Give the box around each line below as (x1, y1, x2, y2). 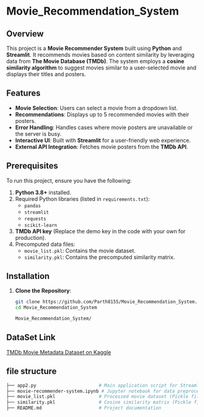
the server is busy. (15, 130, 62, 138)
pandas (24, 203, 41, 209)
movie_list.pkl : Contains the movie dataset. (24, 247, 135, 254)
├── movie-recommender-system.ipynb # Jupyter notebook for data (6, 388, 175, 394)
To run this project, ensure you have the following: (6, 177, 132, 184)
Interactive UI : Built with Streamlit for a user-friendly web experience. (15, 136, 191, 144)
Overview (6, 29, 44, 39)
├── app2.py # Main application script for (6, 382, 178, 388)
